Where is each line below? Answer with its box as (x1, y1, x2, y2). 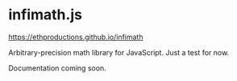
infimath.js (8, 6, 83, 24)
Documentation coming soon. (8, 63, 106, 73)
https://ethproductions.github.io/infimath (8, 32, 143, 42)
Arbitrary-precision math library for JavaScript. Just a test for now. (8, 47, 230, 57)
